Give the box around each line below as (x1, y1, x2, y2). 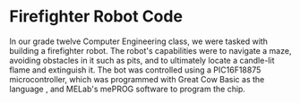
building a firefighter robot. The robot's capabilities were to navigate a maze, (9, 45, 292, 56)
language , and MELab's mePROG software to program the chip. (9, 83, 246, 94)
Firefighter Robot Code (9, 6, 184, 27)
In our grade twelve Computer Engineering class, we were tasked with (9, 36, 269, 47)
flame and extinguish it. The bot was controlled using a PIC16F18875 (9, 64, 261, 75)
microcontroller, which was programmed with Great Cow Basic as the (9, 73, 265, 84)
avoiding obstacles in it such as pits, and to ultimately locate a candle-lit (9, 55, 275, 65)
